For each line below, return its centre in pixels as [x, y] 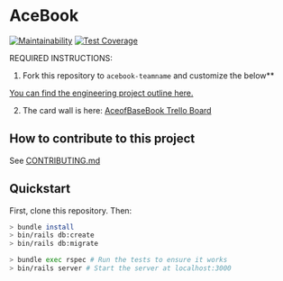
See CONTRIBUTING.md [55, 160]
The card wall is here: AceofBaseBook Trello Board [117, 110]
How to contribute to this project [102, 139]
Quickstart [40, 189]
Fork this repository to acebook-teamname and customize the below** [148, 75]
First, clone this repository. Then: [71, 210]
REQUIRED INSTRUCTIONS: [61, 58]
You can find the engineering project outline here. [101, 93]
